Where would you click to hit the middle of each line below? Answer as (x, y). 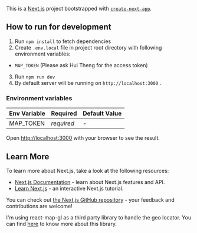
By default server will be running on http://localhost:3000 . (88, 83)
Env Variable (27, 113)
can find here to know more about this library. (61, 224)
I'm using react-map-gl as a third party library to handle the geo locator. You (99, 217)
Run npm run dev (35, 77)
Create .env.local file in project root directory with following (88, 47)
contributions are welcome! (39, 206)
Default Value (102, 113)
